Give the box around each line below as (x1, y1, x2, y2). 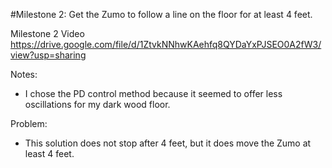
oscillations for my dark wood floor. (24, 99, 171, 110)
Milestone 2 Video (10, 28, 85, 39)
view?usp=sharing (10, 49, 87, 61)
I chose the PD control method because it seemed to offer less (24, 88, 283, 99)
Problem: (10, 118, 48, 129)
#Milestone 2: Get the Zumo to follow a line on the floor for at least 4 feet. (10, 9, 313, 20)
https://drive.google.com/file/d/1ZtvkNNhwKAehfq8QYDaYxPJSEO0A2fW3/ (10, 39, 322, 50)
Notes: (10, 69, 38, 80)
